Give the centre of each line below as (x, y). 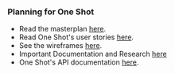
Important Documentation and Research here (93, 54)
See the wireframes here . (60, 46)
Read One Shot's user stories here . (76, 37)
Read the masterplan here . (62, 29)
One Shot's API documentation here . (79, 62)
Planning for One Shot (51, 12)
